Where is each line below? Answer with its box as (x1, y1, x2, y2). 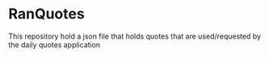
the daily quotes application (8, 39, 101, 49)
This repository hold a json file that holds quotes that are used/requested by (8, 31, 261, 41)
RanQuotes (8, 5, 85, 23)
